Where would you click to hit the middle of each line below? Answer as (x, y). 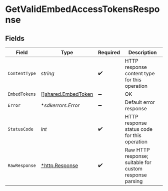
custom (133, 169)
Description (142, 52)
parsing (134, 181)
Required (109, 52)
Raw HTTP (137, 150)
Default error (140, 102)
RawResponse (22, 166)
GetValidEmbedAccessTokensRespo (82, 9)
